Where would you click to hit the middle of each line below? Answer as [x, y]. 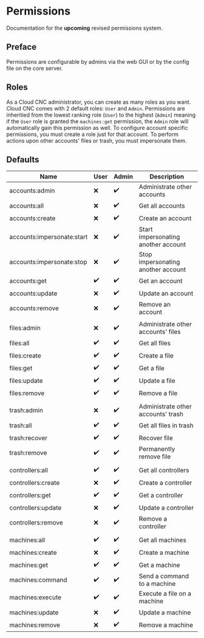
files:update [26, 381]
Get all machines [162, 540]
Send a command [164, 576]
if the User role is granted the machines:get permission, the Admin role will [97, 121]
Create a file [156, 355]
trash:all [21, 425]
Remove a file [158, 393]
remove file [155, 456]
